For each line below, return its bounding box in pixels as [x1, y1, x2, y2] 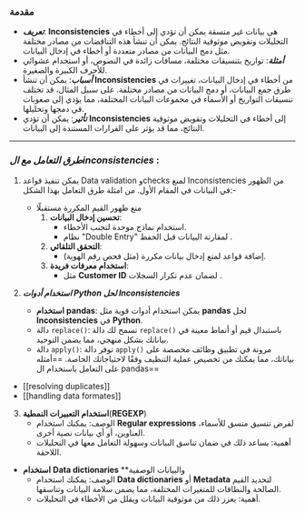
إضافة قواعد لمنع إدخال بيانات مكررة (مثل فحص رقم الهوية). [63, 250, 266, 261]
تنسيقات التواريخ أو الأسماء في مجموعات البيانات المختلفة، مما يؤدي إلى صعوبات [22, 94, 293, 105]
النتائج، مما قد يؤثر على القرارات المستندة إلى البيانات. [22, 123, 205, 134]
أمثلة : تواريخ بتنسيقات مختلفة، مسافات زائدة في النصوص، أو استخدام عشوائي [22, 55, 284, 66]
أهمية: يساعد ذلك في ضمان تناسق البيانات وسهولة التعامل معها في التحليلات [35, 437, 292, 448]
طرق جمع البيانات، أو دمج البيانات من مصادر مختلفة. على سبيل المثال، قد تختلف [22, 84, 291, 96]
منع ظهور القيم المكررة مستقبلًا [35, 202, 143, 213]
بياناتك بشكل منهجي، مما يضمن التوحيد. [35, 334, 170, 345]
